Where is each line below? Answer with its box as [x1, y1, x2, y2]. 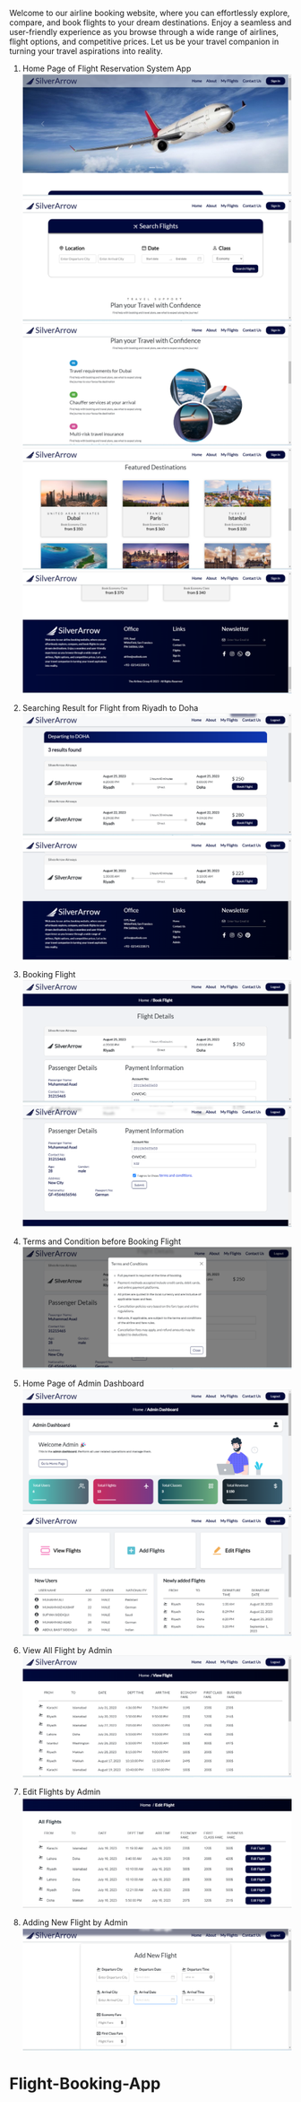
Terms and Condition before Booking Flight [21, 1236, 182, 1247]
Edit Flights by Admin [21, 1786, 101, 1797]
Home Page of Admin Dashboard [21, 1378, 145, 1388]
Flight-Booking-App [9, 2073, 161, 2094]
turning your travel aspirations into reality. [9, 46, 163, 57]
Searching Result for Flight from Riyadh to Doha [21, 702, 199, 713]
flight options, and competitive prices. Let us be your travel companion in [9, 36, 279, 47]
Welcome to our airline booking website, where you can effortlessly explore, [9, 8, 290, 18]
